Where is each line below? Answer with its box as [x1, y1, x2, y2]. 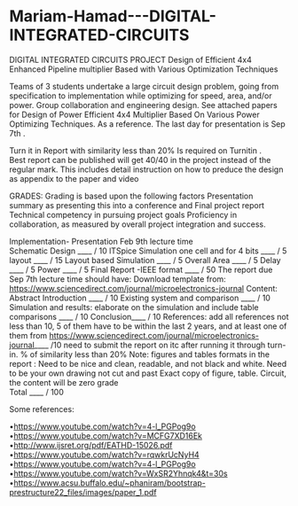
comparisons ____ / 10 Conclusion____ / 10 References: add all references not [9, 311, 290, 322]
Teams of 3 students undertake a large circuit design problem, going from [9, 81, 279, 91]
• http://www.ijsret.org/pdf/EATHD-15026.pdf [9, 440, 173, 450]
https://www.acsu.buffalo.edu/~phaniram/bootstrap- [12, 477, 207, 488]
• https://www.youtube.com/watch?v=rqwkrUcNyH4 [9, 449, 200, 460]
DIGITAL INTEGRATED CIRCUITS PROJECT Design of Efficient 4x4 [9, 54, 253, 65]
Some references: [9, 403, 74, 414]
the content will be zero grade [9, 377, 119, 387]
